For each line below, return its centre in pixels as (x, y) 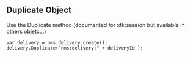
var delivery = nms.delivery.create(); (57, 42)
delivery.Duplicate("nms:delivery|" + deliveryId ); (75, 48)
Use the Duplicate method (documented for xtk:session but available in (95, 25)
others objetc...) (27, 31)
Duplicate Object (39, 10)
